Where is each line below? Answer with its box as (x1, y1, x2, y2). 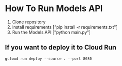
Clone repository (12, 19, 46, 25)
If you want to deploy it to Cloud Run (5, 43, 117, 51)
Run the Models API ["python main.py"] (12, 29, 91, 35)
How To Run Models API (5, 3, 103, 14)
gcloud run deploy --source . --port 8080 (5, 56, 92, 61)
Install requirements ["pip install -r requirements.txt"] (12, 24, 118, 30)
